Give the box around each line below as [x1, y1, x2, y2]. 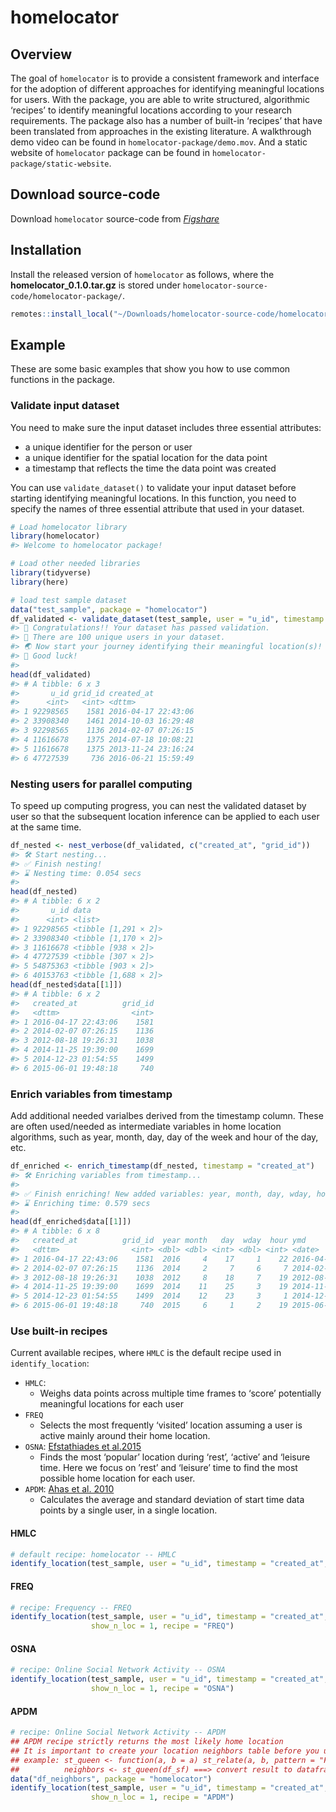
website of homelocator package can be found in [10, 147, 211, 158]
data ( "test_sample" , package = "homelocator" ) [10, 604, 208, 615]
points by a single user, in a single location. [39, 1504, 218, 1516]
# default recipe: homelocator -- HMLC [10, 1549, 177, 1560]
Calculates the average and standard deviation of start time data [39, 1494, 305, 1506]
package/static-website [10, 159, 110, 169]
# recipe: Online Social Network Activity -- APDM [10, 1727, 226, 1738]
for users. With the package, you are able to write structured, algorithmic [10, 94, 310, 105]
